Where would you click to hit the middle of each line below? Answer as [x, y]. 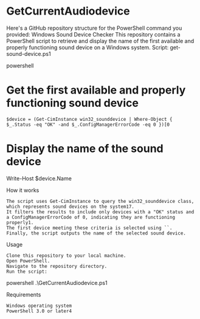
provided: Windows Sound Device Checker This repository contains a [93, 34]
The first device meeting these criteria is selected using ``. [89, 228]
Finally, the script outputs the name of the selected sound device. [96, 233]
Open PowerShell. [28, 261]
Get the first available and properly [96, 90]
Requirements [24, 294]
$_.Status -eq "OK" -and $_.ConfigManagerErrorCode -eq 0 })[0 [88, 125]
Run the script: [27, 272]
